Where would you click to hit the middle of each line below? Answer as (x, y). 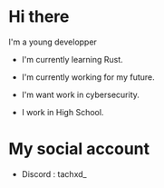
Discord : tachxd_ (54, 173)
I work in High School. (63, 112)
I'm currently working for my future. (88, 77)
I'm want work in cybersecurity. (80, 94)
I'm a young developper (53, 42)
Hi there (39, 17)
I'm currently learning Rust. (72, 59)
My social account (79, 149)
